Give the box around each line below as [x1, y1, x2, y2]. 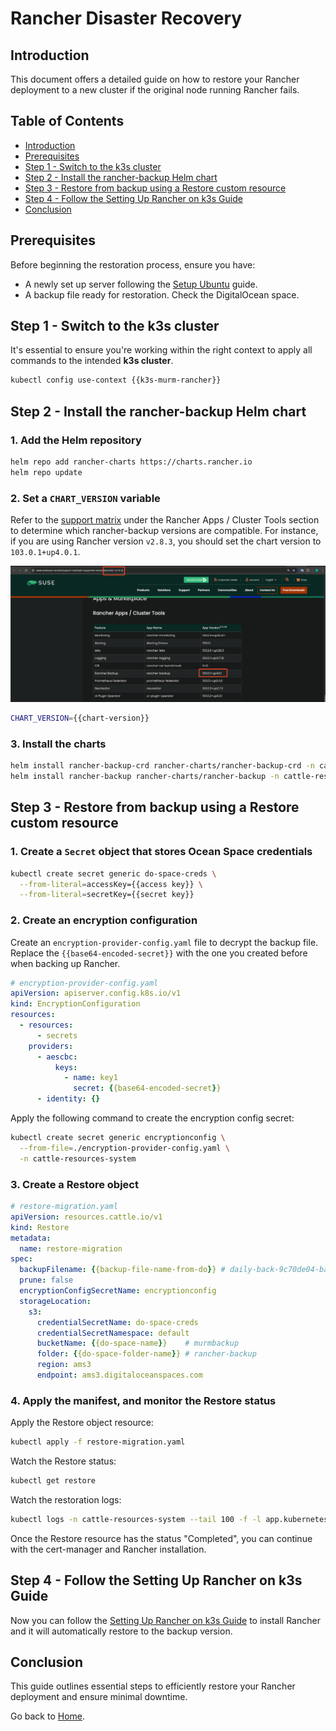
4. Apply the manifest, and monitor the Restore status [10, 1393, 277, 1407]
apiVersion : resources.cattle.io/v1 [10, 1212, 163, 1222]
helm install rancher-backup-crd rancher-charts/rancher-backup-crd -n [10, 761, 315, 771]
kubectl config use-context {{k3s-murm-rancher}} [10, 375, 222, 386]
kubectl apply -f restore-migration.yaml [10, 1437, 186, 1447]
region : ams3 [36, 1360, 92, 1370]
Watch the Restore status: [10, 1455, 117, 1467]
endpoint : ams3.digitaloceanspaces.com [36, 1370, 203, 1381]
